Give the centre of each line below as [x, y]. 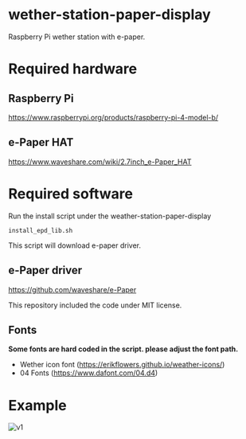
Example [37, 405]
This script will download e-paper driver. [75, 245]
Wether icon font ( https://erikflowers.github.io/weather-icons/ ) [122, 365]
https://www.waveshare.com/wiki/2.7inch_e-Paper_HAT [100, 162]
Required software [71, 194]
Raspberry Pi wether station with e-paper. [77, 37]
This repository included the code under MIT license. [95, 305]
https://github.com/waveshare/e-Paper [72, 289]
